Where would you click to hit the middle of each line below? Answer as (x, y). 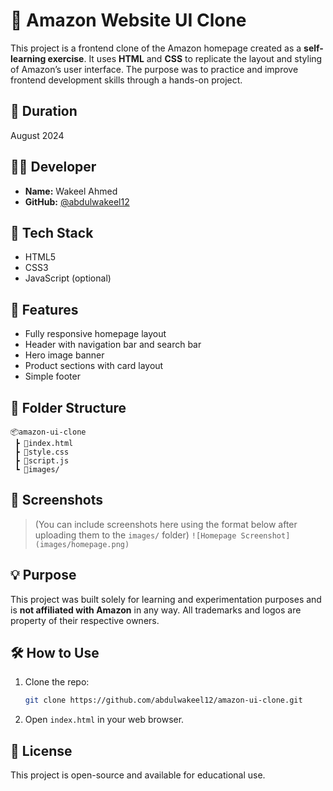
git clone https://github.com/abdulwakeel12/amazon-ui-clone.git (163, 700)
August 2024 (37, 135)
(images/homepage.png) (82, 544)
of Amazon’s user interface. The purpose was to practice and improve (154, 69)
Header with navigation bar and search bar (113, 345)
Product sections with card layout (94, 366)
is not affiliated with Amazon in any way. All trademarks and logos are (156, 610)
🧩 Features (44, 309)
